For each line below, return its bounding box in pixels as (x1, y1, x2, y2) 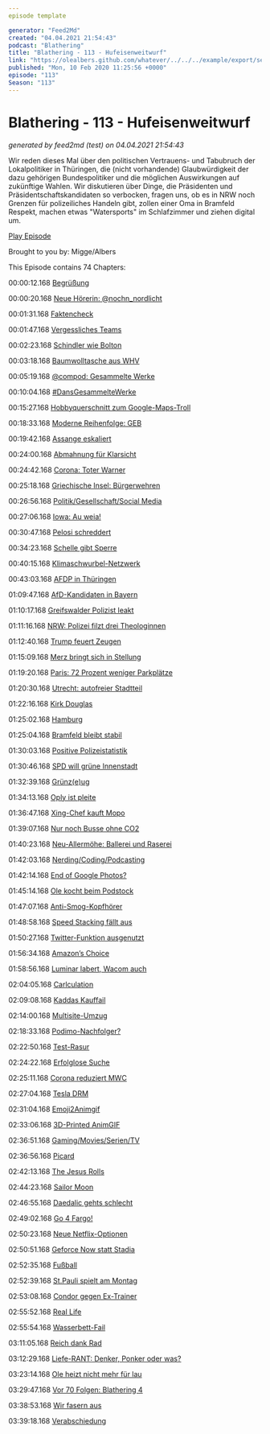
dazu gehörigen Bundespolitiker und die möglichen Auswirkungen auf (8, 172, 239, 182)
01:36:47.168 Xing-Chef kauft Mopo (8, 808, 126, 818)
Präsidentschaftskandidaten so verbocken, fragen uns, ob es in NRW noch (8, 190, 256, 200)
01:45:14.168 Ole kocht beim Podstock (8, 886, 134, 896)
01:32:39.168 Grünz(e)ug (8, 777, 90, 786)
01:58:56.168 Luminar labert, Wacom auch (8, 963, 147, 974)
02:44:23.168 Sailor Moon (8, 1182, 94, 1192)
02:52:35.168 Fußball (8, 1260, 78, 1270)
